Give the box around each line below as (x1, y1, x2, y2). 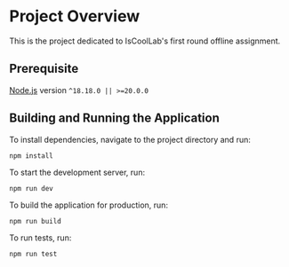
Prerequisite (9, 61, 79, 76)
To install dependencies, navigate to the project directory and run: (9, 134, 251, 145)
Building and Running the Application (9, 111, 221, 126)
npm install (9, 151, 53, 161)
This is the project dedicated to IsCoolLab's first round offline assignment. (9, 35, 281, 46)
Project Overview (9, 6, 140, 27)
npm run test (9, 249, 58, 258)
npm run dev (9, 184, 53, 192)
